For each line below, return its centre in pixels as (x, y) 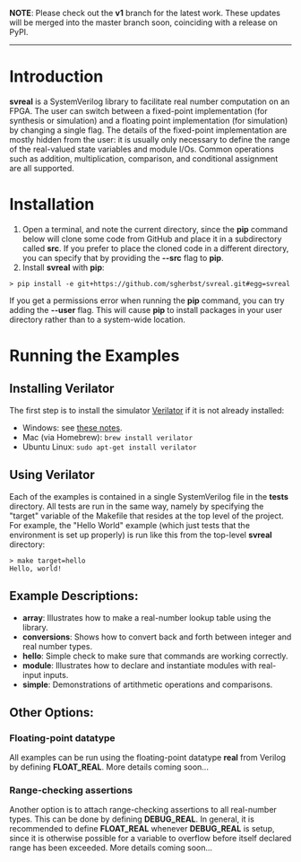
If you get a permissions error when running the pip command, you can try (147, 300)
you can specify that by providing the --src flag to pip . (123, 257)
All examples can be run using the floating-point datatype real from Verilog (148, 758)
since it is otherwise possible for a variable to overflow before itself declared (150, 839)
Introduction (56, 77)
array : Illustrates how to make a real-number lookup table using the (146, 617)
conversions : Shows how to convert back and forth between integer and (157, 637)
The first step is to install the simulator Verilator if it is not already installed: (147, 410)
